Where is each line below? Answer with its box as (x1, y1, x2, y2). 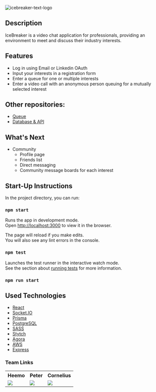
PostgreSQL (12, 320, 37, 327)
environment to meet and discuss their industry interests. (5, 37, 122, 43)
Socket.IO (12, 310, 33, 316)
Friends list (19, 157, 43, 163)
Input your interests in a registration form (12, 70, 96, 76)
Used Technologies (5, 291, 66, 300)
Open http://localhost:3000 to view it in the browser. (5, 223, 112, 228)
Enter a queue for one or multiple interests (12, 75, 99, 81)
